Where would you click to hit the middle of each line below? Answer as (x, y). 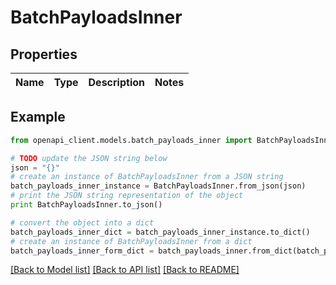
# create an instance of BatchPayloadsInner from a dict (131, 241)
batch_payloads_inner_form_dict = (82, 251)
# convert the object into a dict (82, 222)
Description (116, 82)
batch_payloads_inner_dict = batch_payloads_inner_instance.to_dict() (160, 232)
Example (38, 117)
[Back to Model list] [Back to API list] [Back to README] (125, 270)
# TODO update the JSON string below (89, 158)
